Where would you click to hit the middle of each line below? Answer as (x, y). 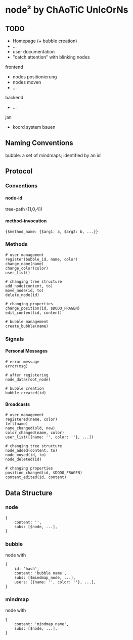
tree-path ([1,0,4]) (24, 209)
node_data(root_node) (28, 380)
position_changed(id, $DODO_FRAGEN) (44, 473)
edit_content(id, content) (34, 313)
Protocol (19, 171)
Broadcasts (18, 404)
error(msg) (17, 366)
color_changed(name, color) (35, 433)
